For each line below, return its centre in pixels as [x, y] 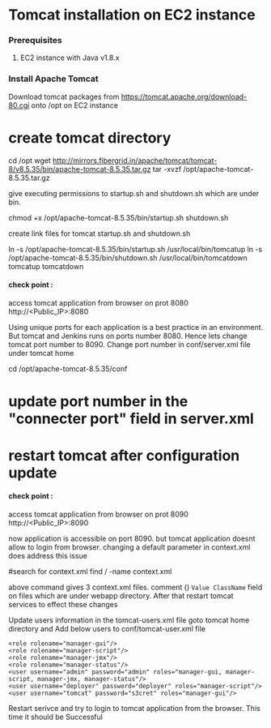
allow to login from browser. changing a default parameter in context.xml [129, 547]
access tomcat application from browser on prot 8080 [98, 302]
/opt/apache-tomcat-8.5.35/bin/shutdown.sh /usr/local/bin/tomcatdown [128, 258]
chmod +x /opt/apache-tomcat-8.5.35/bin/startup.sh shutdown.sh [119, 217]
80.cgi [19, 105]
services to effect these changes [63, 604]
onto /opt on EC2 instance [75, 105]
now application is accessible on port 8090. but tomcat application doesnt [132, 538]
